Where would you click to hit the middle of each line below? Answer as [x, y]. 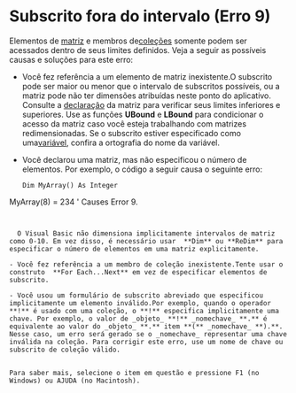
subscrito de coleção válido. [65, 350]
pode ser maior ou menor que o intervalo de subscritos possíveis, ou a [151, 86]
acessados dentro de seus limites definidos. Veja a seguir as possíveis [138, 50]
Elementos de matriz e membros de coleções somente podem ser [129, 41]
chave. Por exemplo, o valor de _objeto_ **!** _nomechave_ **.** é [138, 319]
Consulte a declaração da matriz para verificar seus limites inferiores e [151, 104]
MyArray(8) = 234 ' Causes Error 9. [74, 202]
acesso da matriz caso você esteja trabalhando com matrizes [134, 123]
